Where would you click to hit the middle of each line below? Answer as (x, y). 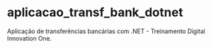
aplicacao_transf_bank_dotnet (95, 13)
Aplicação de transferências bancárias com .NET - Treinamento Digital (106, 31)
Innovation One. (29, 38)
